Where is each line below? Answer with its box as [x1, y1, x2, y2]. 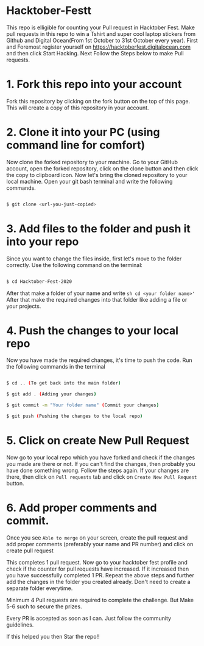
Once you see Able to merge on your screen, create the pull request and [6, 533, 188, 541]
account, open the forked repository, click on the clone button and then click [6, 165, 199, 172]
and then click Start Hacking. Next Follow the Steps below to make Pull [6, 49, 184, 57]
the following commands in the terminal [6, 363, 105, 370]
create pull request [6, 547, 54, 554]
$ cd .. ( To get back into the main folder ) [6, 380, 121, 386]
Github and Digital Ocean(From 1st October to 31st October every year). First [6, 36, 198, 44]
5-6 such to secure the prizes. [6, 603, 82, 610]
